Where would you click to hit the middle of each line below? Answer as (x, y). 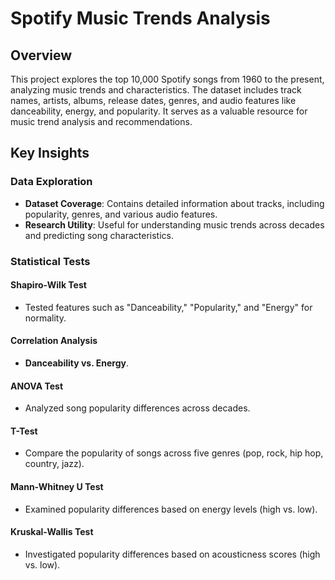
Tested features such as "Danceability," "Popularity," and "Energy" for (168, 307)
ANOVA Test (37, 386)
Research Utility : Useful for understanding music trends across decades (174, 224)
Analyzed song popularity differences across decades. (137, 408)
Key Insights (50, 153)
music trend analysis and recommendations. (101, 121)
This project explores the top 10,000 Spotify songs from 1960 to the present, (167, 79)
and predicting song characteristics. (99, 235)
